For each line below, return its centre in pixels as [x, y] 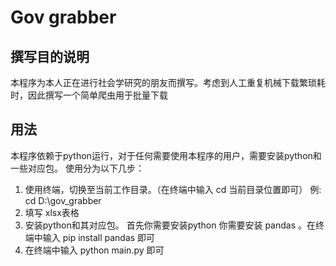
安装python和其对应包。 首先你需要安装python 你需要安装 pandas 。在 [170, 225]
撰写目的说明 [50, 56]
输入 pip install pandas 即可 [99, 237]
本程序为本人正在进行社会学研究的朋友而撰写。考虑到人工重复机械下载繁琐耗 [168, 82]
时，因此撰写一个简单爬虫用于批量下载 [89, 95]
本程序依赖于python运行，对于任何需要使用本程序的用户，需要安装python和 [166, 155]
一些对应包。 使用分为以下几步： [77, 168]
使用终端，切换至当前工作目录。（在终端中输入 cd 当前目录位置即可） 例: [173, 189]
